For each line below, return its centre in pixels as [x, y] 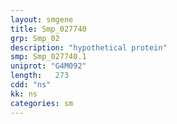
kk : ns [24, 94]
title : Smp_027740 [48, 29]
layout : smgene [42, 19]
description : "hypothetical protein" [89, 47]
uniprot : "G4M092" [48, 66]
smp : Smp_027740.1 [48, 57]
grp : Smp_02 [35, 38]
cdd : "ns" [31, 85]
